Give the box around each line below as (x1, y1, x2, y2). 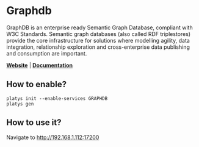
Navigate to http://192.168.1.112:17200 (6, 134, 99, 141)
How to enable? (6, 79, 67, 90)
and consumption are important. (6, 49, 87, 57)
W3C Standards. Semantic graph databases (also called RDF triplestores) (6, 30, 191, 37)
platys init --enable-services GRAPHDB (6, 95, 108, 101)
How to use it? (6, 117, 62, 128)
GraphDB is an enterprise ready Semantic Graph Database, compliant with (6, 24, 194, 31)
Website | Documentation (6, 62, 73, 69)
